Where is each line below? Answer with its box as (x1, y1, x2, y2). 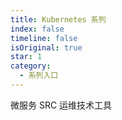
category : (10, 61, 52, 71)
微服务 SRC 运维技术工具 (10, 99, 113, 111)
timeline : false (10, 33, 78, 43)
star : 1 (10, 52, 43, 62)
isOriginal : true (10, 42, 83, 53)
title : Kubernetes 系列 (10, 14, 107, 25)
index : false (10, 24, 65, 34)
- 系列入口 (19, 71, 59, 81)
